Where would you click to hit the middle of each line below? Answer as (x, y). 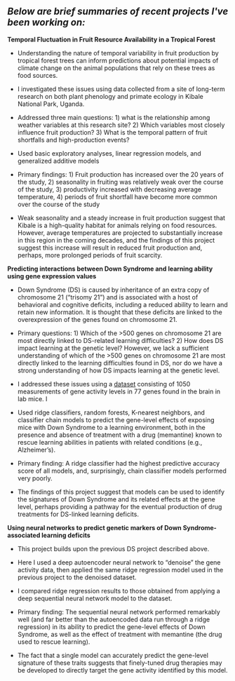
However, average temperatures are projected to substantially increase (120, 232)
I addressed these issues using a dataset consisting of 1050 (104, 384)
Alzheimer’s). (36, 450)
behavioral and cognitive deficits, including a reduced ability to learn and (122, 304)
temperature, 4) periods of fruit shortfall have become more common (117, 196)
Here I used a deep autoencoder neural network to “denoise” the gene (119, 562)
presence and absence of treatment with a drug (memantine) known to (120, 435)
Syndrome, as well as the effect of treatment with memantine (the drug (120, 634)
